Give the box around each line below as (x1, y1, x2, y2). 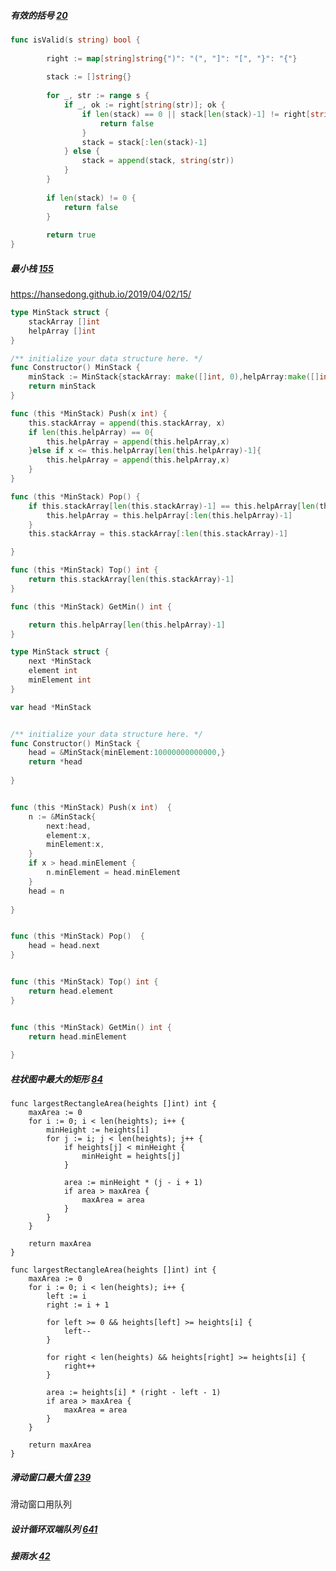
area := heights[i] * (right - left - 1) (46, 1388, 222, 1398)
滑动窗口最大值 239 (10, 1471, 92, 1483)
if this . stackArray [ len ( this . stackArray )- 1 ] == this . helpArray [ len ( (28, 501, 320, 511)
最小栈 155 (10, 262, 54, 274)
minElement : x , (46, 840, 105, 850)
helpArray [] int (28, 326, 97, 336)
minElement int (28, 675, 92, 685)
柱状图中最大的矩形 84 (10, 1073, 103, 1085)
